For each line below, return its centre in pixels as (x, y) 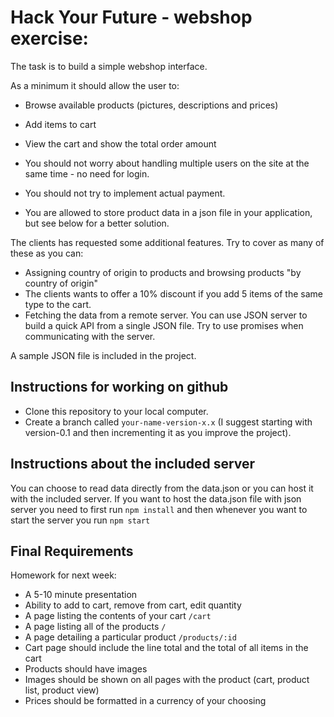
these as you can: (47, 253)
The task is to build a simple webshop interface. (109, 66)
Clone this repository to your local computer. (116, 411)
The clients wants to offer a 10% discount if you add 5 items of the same (173, 293)
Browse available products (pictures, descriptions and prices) (151, 105)
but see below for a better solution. (97, 223)
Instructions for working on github (119, 387)
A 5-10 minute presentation (81, 595)
